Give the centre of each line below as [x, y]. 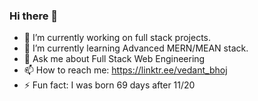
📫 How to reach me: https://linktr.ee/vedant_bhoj [125, 70]
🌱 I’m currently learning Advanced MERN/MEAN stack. [136, 48]
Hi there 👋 [34, 16]
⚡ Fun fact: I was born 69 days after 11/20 [109, 85]
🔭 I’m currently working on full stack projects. [117, 38]
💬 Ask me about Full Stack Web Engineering [114, 59]
